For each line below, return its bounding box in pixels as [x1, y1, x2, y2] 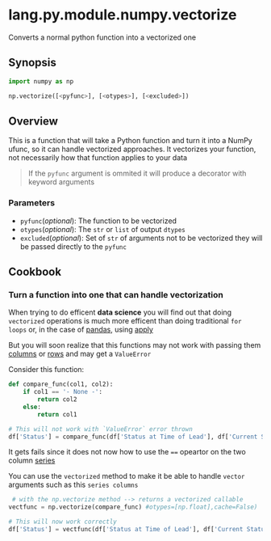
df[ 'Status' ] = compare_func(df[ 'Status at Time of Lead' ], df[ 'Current [8, 433, 258, 441]
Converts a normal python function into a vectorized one [8, 32, 196, 42]
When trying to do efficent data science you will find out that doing [8, 307, 232, 317]
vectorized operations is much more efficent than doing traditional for [8, 316, 242, 326]
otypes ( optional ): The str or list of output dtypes [19, 224, 186, 234]
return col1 [37, 410, 78, 418]
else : [23, 403, 42, 411]
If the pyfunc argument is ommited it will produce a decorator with [27, 168, 247, 179]
